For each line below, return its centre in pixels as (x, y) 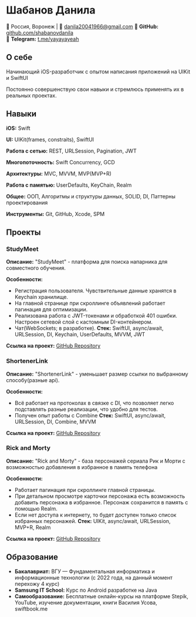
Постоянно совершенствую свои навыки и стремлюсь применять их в (95, 89)
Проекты (23, 232)
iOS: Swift (18, 128)
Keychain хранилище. (41, 297)
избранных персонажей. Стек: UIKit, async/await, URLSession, (93, 521)
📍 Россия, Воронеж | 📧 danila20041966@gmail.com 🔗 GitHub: (82, 26)
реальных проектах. (31, 95)
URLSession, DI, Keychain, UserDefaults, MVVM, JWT (80, 335)
